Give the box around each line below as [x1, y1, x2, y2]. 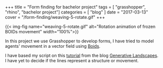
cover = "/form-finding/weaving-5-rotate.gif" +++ [5, 14, 106, 20]
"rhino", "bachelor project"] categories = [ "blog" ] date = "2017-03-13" [5, 9, 148, 15]
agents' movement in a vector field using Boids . [5, 43, 101, 49]
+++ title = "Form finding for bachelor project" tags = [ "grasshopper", [5, 4, 146, 10]
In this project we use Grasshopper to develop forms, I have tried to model [5, 38, 154, 44]
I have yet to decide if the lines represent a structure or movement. [5, 58, 139, 63]
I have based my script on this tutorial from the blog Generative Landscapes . [5, 53, 159, 58]
